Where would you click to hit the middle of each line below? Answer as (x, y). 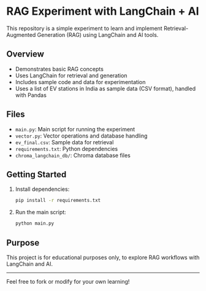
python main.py (35, 223)
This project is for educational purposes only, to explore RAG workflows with (103, 257)
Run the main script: (40, 212)
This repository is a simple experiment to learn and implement (84, 28)
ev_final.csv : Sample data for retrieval (64, 142)
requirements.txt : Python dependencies (67, 149)
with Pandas (31, 95)
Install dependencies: (42, 189)
